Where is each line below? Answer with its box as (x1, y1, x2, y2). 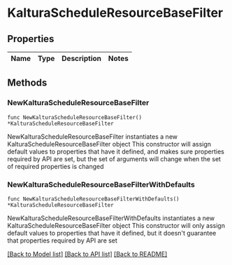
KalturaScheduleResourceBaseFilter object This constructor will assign (7, 140, 212, 148)
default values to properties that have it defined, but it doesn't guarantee (7, 229, 217, 237)
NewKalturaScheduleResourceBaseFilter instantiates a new (7, 132, 178, 141)
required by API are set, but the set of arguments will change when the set (7, 154, 222, 163)
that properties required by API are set (7, 236, 117, 245)
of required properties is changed (7, 162, 104, 170)
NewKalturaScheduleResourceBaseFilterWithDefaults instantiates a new (7, 214, 215, 222)
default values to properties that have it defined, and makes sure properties (7, 147, 225, 156)
